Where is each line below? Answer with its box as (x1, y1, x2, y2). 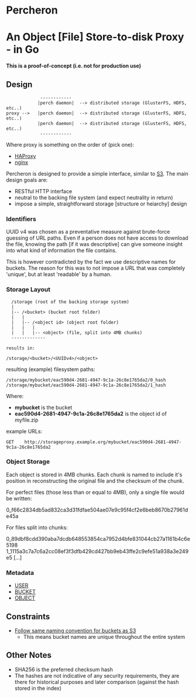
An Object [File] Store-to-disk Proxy (6, 31, 184, 44)
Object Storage (6, 457, 50, 466)
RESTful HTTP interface (14, 187, 73, 194)
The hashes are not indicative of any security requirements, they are (14, 672, 180, 679)
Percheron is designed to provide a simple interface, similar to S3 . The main (6, 170, 189, 177)
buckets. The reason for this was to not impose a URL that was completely (6, 265, 185, 272)
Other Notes (6, 650, 51, 661)
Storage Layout (6, 285, 51, 294)
